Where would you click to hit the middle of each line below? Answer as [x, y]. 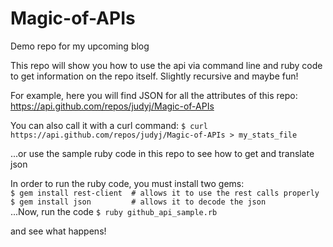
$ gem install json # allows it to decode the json [138, 202]
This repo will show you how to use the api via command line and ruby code [166, 65]
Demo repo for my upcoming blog [80, 46]
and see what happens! [58, 231]
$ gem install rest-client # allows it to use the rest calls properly [165, 193]
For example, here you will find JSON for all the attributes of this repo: [154, 95]
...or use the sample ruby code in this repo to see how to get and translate [162, 153]
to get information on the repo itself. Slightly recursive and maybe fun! [154, 76]
